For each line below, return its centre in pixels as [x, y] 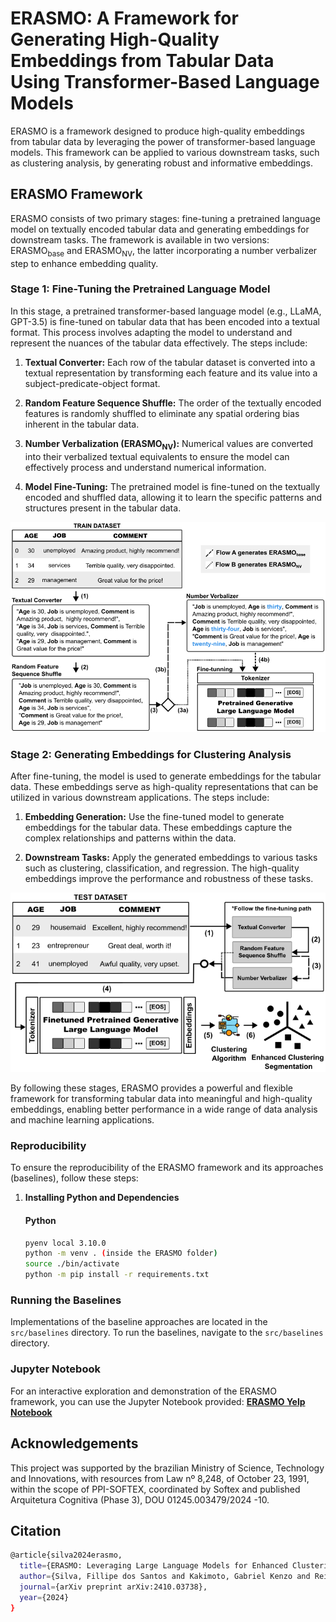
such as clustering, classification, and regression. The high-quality [162, 868]
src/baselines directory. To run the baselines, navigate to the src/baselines [167, 1333]
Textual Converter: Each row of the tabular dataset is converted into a [170, 362]
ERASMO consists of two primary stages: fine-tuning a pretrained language [165, 218]
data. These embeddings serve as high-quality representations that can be [164, 786]
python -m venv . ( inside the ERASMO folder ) [121, 1253]
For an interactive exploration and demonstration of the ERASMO [143, 1391]
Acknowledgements [74, 1443]
